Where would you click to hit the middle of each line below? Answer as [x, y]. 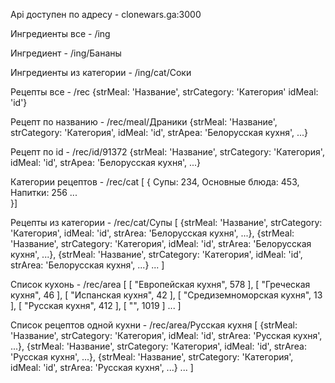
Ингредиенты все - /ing [60, 33]
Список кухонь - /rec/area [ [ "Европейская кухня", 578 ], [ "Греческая [160, 284]
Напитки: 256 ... [44, 192]
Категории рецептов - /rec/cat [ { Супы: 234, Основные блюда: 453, [155, 182]
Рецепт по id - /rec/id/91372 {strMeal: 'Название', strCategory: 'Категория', [167, 152]
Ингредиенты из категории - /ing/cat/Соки [101, 72]
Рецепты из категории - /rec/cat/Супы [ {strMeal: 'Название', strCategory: [166, 222]
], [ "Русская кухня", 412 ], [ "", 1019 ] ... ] [96, 305]
